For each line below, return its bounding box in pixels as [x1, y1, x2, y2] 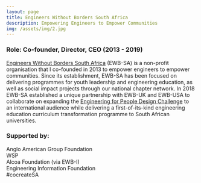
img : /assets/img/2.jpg [6, 25, 66, 32]
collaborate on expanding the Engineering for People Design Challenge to [6, 98, 189, 105]
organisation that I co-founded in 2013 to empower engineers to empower [6, 66, 190, 73]
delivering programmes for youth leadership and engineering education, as [6, 78, 193, 85]
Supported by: [6, 132, 49, 140]
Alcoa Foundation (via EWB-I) [6, 158, 80, 166]
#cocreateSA [6, 171, 39, 178]
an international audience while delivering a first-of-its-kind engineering [6, 104, 185, 111]
